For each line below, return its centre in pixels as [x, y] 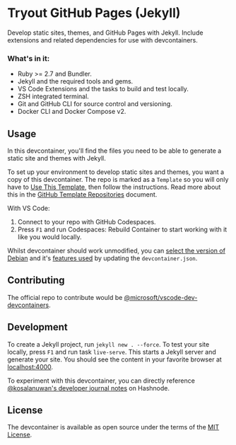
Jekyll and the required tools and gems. [75, 81]
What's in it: [29, 58]
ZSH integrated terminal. [53, 96]
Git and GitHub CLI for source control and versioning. [95, 104]
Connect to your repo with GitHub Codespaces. [87, 222]
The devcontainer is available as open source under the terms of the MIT [113, 427]
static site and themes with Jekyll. [57, 158]
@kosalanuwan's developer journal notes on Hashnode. [88, 388]
